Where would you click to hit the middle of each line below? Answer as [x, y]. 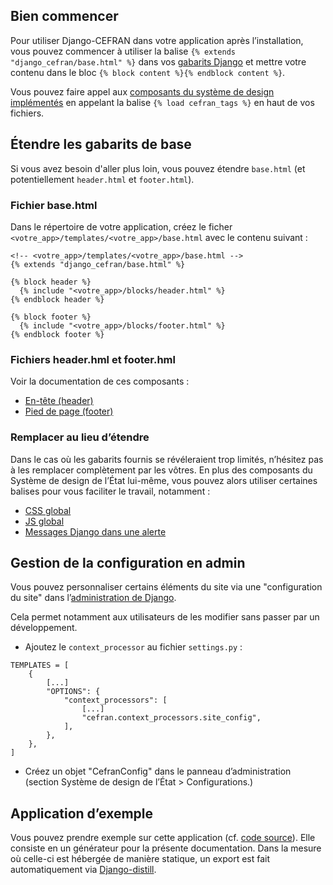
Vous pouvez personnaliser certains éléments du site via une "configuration [166, 587]
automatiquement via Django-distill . [83, 870]
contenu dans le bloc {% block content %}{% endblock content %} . [148, 72]
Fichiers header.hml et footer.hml [93, 359]
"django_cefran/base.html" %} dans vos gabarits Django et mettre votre [158, 61]
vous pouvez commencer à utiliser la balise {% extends [123, 51]
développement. [44, 628]
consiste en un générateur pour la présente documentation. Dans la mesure [166, 848]
